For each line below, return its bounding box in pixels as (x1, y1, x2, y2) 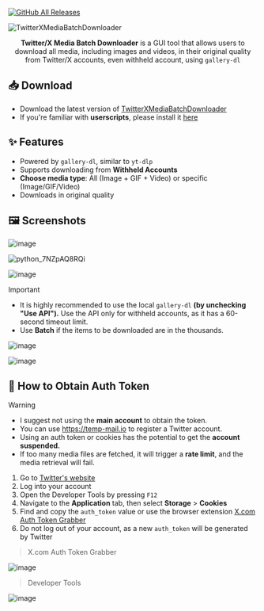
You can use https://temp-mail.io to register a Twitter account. (19, 424, 223, 433)
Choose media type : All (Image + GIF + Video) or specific (19, 173, 208, 182)
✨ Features (8, 136, 64, 149)
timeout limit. (46, 317, 89, 327)
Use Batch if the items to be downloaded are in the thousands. (19, 326, 224, 335)
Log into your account (19, 482, 92, 491)
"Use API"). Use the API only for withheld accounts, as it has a (19, 309, 224, 319)
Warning (8, 400, 36, 410)
